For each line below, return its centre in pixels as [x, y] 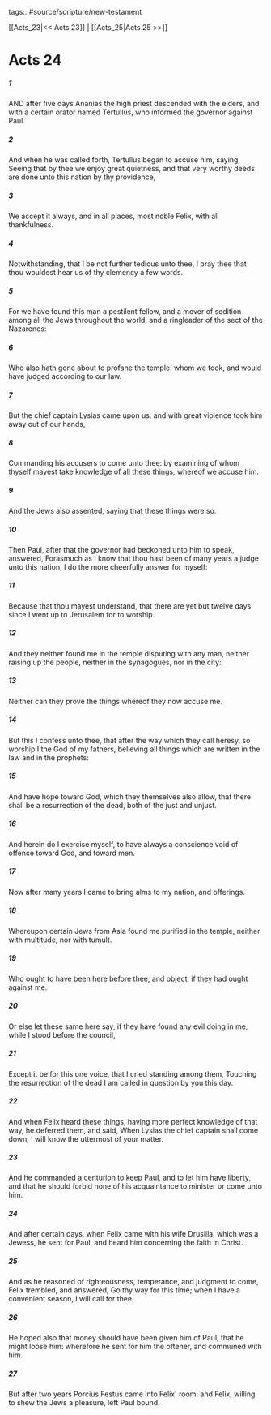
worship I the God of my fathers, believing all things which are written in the [134, 749]
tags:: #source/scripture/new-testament [75, 12]
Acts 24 [35, 60]
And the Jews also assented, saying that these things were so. [112, 510]
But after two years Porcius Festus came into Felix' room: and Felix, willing [132, 1394]
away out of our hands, [47, 424]
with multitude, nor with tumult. [60, 940]
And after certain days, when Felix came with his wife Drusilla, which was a [133, 1234]
